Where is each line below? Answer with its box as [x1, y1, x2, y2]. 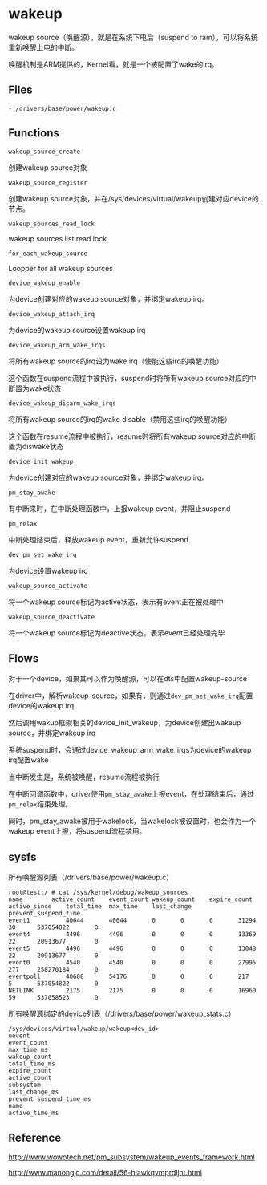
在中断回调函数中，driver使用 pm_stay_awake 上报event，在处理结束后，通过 [8, 789, 254, 799]
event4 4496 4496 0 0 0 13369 [8, 931, 257, 939]
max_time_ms [8, 1046, 48, 1054]
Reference [8, 1130, 62, 1144]
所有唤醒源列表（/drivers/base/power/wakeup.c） [8, 872, 174, 883]
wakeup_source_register [8, 178, 88, 187]
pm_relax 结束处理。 [8, 799, 73, 809]
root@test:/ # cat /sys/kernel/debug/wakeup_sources [8, 888, 188, 897]
